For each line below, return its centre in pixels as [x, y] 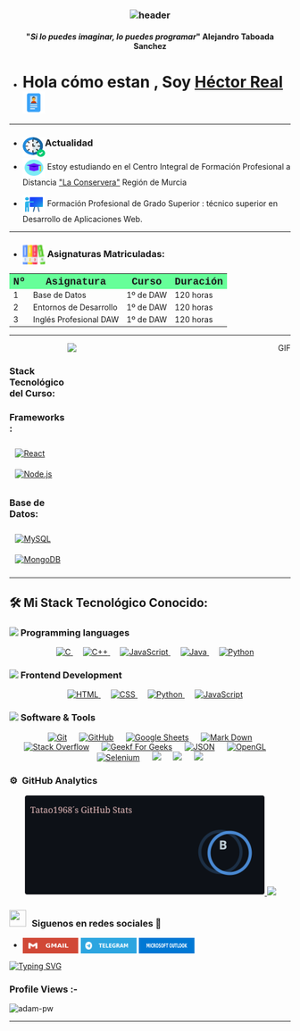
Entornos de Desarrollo [75, 307]
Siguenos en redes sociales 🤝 [97, 923]
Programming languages [75, 632]
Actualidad [69, 143]
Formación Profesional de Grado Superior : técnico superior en [162, 204]
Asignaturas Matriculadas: [106, 254]
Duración [199, 281]
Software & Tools [58, 718]
